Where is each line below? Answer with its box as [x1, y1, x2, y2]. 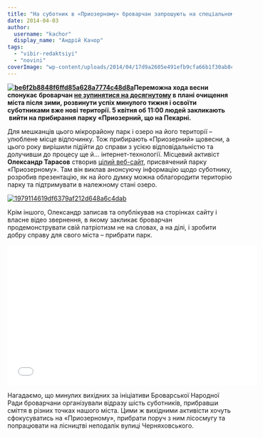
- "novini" [14, 57, 46, 64]
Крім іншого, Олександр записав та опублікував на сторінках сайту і [7, 207, 217, 216]
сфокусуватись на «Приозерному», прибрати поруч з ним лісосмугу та [7, 413, 226, 422]
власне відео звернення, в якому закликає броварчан [7, 215, 172, 224]
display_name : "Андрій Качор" [14, 37, 103, 44]
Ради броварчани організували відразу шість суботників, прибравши [7, 399, 219, 407]
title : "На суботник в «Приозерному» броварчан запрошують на [7, 10, 196, 18]
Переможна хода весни [133, 83, 209, 91]
